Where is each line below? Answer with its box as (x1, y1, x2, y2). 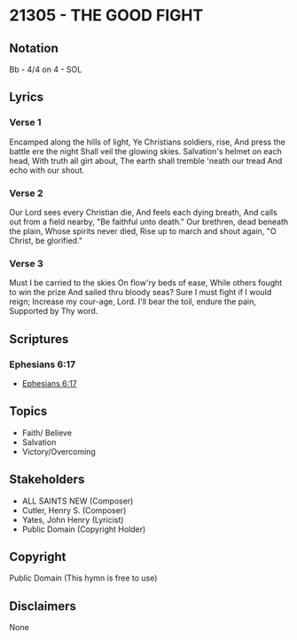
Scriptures (9, 332, 69, 347)
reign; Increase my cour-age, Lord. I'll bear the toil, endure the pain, (9, 296, 257, 307)
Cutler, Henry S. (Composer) (21, 504, 127, 515)
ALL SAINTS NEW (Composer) (21, 496, 134, 506)
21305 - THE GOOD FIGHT (9, 5, 204, 26)
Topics (9, 404, 48, 419)
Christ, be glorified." (9, 235, 82, 246)
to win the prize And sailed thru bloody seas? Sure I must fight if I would (9, 287, 272, 298)
